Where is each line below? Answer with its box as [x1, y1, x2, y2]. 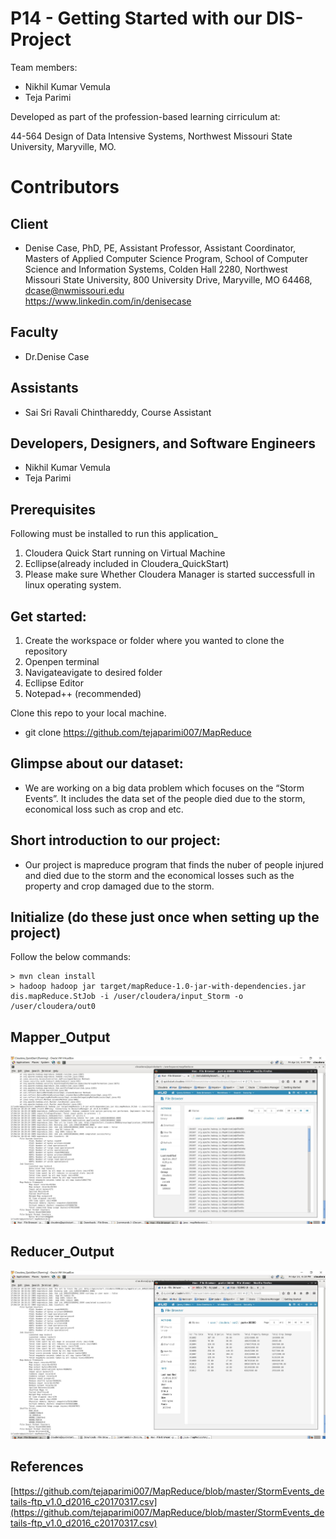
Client [10, 215, 49, 232]
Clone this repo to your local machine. [10, 707, 167, 719]
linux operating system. [24, 579, 122, 591]
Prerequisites [10, 501, 96, 518]
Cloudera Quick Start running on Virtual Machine [24, 547, 226, 559]
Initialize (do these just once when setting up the [10, 909, 320, 926]
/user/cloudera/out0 [10, 1002, 97, 1012]
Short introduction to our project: [10, 832, 221, 849]
